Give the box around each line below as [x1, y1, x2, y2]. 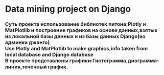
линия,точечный [5, 63, 47, 70]
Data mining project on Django [5, 3, 131, 15]
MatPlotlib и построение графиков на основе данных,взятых [5, 27, 158, 34]
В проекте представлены [5, 57, 69, 64]
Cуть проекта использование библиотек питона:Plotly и [5, 21, 146, 28]
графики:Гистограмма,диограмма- [69, 57, 160, 64]
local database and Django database [5, 51, 94, 58]
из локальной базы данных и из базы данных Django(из [5, 33, 145, 40]
